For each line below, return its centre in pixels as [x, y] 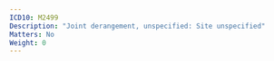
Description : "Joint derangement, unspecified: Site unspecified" [137, 26]
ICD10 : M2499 [34, 17]
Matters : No [32, 34]
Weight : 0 [28, 43]
